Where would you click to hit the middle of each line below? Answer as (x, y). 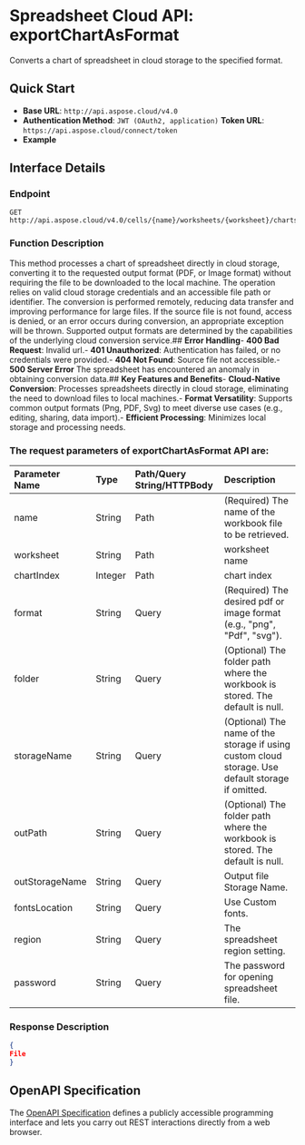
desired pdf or (254, 602)
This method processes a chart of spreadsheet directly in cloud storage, (144, 263)
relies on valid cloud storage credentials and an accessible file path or (140, 292)
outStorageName (50, 882)
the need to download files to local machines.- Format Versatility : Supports (151, 398)
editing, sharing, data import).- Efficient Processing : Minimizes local (138, 417)
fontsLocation (44, 908)
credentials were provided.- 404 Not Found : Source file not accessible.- (145, 359)
